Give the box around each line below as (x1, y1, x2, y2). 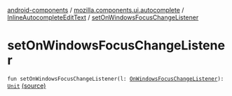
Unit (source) (7, 81, 46, 90)
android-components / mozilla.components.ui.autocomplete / (7, 6, 184, 14)
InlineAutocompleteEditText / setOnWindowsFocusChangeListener (7, 13, 199, 22)
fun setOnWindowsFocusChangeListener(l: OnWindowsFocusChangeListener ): (7, 75, 224, 82)
